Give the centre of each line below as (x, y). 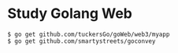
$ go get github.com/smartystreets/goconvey (82, 41)
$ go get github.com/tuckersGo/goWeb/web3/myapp (89, 34)
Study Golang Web (70, 14)
